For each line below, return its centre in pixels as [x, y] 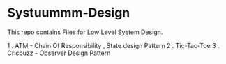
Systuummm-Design [69, 13]
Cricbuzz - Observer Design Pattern [59, 53]
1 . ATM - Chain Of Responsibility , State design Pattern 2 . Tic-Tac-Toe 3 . [113, 45]
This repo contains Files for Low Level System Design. [85, 32]
